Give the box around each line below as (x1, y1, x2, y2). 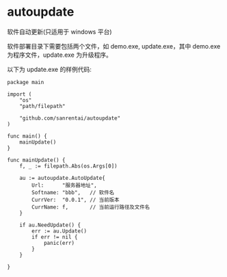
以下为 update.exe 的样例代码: (7, 65, 92, 73)
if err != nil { (31, 233, 78, 240)
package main (7, 79, 44, 85)
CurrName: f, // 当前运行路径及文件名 (31, 203, 150, 211)
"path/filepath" (19, 103, 66, 109)
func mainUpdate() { (7, 157, 66, 163)
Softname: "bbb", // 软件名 (31, 189, 115, 196)
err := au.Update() (31, 227, 88, 235)
